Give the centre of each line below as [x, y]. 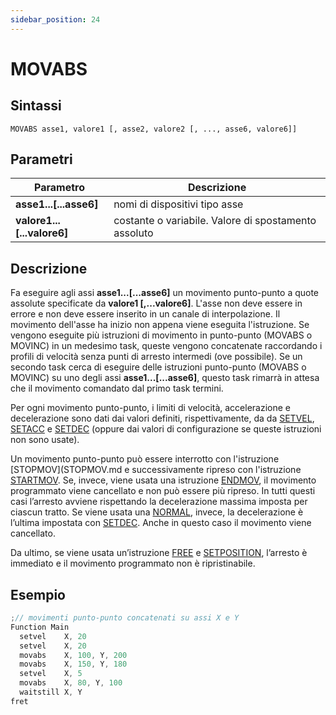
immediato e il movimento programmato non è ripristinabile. [133, 563]
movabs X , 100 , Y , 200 [73, 655]
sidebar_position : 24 [55, 19]
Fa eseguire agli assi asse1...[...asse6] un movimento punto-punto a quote [165, 293]
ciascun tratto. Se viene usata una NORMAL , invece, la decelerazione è [157, 512]
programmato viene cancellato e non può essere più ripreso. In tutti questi [163, 491]
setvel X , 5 [51, 674]
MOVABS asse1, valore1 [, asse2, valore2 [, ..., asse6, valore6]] [154, 129]
